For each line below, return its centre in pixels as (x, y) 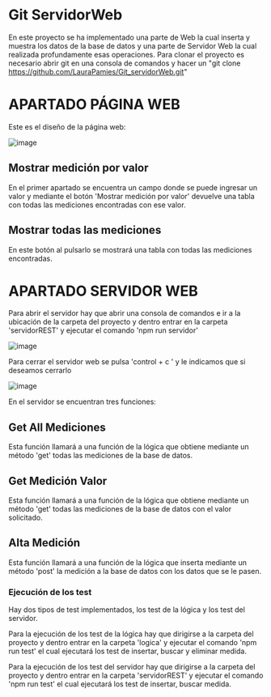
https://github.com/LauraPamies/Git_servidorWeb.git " (98, 71)
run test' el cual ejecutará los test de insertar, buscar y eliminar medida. (127, 651)
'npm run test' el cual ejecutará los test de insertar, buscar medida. (120, 684)
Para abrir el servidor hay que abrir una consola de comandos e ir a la (125, 313)
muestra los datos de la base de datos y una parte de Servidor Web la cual (133, 45)
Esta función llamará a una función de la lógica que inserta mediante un (127, 562)
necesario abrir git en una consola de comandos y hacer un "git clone (125, 63)
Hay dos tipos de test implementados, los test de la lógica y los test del (127, 610)
